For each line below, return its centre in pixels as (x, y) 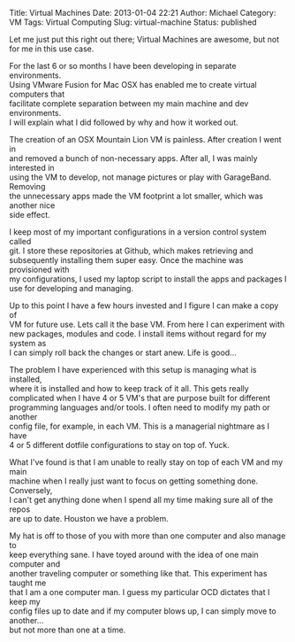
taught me (28, 583)
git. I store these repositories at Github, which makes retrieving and (131, 251)
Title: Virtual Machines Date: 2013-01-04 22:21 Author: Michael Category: (143, 13)
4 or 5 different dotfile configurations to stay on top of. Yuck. (119, 445)
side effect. (30, 215)
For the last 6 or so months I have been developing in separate (123, 66)
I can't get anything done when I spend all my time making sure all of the (141, 500)
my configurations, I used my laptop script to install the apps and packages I (148, 279)
